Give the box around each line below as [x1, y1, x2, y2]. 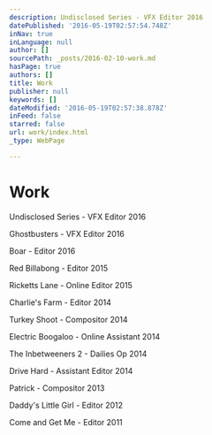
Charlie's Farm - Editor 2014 [9, 297, 112, 308]
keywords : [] [9, 95, 57, 104]
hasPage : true [9, 63, 62, 72]
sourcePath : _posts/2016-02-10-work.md [9, 54, 156, 63]
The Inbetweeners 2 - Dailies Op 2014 [9, 348, 148, 359]
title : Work [9, 79, 53, 88]
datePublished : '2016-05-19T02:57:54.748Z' [9, 21, 172, 30]
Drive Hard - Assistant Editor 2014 [9, 365, 133, 376]
